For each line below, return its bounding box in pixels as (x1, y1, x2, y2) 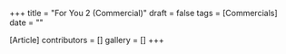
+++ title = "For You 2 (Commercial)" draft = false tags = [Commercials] (9, 8, 279, 18)
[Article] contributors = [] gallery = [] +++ (9, 35, 165, 45)
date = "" (9, 17, 44, 28)
